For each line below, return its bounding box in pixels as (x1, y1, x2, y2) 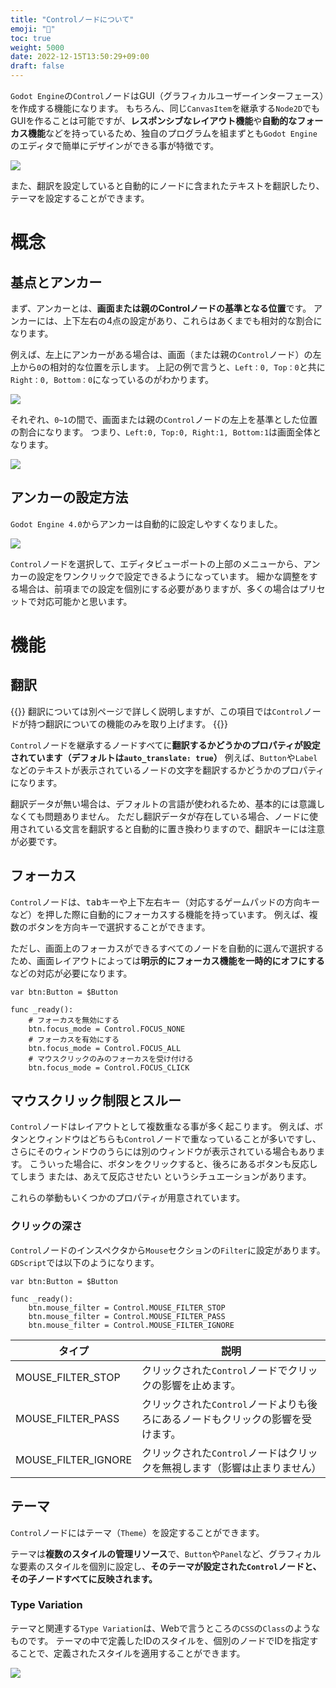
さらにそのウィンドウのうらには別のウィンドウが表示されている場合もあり (10, 1146, 317, 1158)
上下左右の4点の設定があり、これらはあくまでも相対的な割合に (62, 315, 323, 326)
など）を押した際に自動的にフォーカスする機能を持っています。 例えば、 (10, 908, 310, 920)
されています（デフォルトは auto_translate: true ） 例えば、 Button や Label (10, 751, 318, 763)
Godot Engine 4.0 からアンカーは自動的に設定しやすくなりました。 (10, 517, 283, 530)
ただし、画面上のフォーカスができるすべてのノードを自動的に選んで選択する (10, 942, 325, 954)
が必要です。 (10, 835, 63, 847)
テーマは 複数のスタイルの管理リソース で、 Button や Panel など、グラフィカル (10, 1547, 322, 1560)
